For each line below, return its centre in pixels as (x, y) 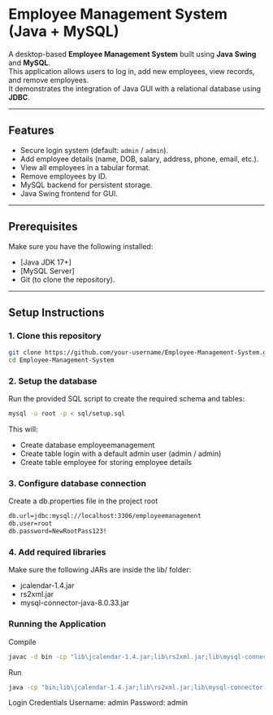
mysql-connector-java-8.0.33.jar (75, 603)
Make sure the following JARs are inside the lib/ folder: (100, 570)
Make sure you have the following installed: (81, 246)
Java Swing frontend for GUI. (69, 193)
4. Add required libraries (58, 552)
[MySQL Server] (47, 270)
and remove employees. (49, 80)
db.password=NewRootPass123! (58, 531)
